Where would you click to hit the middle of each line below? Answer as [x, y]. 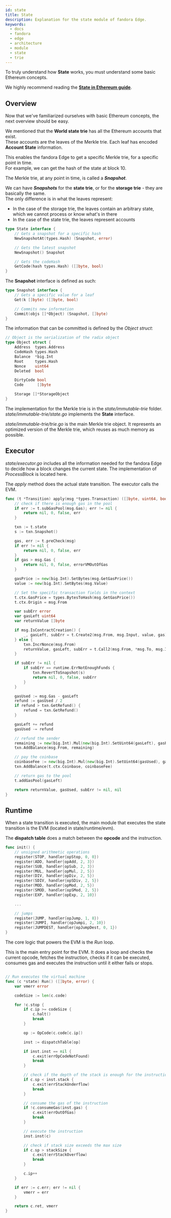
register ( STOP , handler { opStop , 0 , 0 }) [57, 857]
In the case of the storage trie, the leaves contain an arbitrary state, [83, 209]
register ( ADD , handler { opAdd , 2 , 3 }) [54, 862]
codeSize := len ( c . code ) [41, 995]
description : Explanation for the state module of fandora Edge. [76, 19]
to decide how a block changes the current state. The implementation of [81, 469]
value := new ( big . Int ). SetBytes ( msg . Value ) [61, 583]
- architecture [26, 43]
